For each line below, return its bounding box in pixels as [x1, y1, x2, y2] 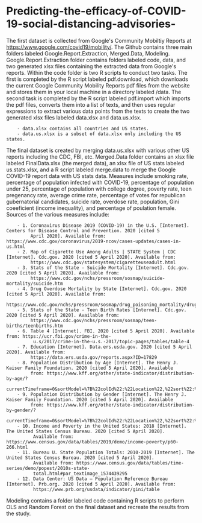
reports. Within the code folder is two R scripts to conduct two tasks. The [6, 69, 188, 76]
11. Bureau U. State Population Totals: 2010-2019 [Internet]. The [22, 449, 195, 455]
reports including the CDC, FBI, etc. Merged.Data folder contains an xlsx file [6, 153, 194, 160]
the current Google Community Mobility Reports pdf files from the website [6, 81, 191, 89]
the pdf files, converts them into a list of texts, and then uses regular [6, 101, 176, 108]
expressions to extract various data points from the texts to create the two [6, 107, 190, 115]
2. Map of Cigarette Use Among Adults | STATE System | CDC [22, 249, 176, 255]
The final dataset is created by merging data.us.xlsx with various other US [6, 147, 189, 154]
